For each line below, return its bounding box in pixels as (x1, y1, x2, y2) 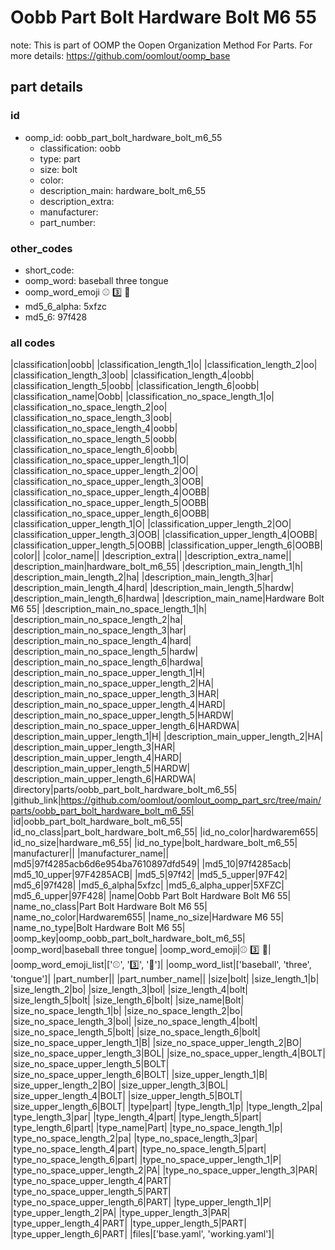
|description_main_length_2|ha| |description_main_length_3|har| (10, 571, 274, 583)
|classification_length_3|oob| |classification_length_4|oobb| (10, 369, 255, 381)
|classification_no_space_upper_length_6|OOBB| (10, 507, 210, 520)
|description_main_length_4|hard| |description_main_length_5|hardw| (10, 582, 295, 594)
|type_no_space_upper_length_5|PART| (10, 1186, 172, 1198)
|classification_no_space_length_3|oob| (10, 412, 173, 424)
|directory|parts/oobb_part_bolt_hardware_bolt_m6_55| (10, 784, 238, 796)
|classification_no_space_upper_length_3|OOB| (10, 476, 204, 488)
